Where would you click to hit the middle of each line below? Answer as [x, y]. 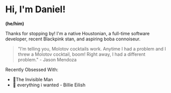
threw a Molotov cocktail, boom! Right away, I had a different [81, 54]
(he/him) [15, 24]
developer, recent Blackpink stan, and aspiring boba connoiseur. [73, 39]
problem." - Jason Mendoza [47, 59]
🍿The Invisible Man [33, 79]
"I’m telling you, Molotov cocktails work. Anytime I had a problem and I [92, 49]
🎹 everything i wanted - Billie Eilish [49, 85]
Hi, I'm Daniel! [35, 9]
